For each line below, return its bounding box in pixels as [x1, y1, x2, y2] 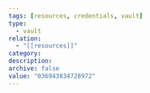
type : [8, 19, 27, 27]
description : [8, 57, 53, 66]
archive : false [8, 65, 60, 73]
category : [8, 49, 42, 57]
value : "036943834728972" [8, 72, 96, 80]
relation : [8, 34, 42, 43]
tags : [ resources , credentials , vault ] [8, 11, 144, 20]
